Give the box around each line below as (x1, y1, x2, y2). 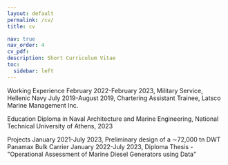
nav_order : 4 (7, 42, 45, 49)
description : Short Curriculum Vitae (7, 55, 116, 62)
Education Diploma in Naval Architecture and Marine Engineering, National (7, 115, 219, 123)
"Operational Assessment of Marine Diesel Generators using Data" (7, 150, 197, 158)
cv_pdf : (7, 48, 30, 55)
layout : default (7, 10, 54, 17)
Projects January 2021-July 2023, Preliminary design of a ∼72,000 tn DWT (7, 135, 221, 144)
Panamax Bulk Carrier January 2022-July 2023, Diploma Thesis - (7, 142, 193, 151)
